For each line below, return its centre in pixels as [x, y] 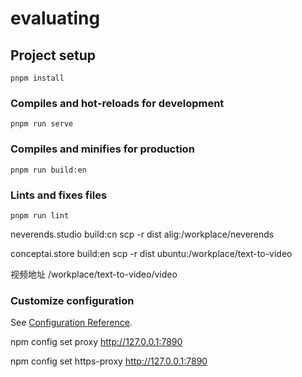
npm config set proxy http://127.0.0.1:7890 [96, 342]
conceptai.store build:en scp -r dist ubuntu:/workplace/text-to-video [151, 253]
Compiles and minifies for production [102, 149]
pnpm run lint [40, 215]
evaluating [55, 18]
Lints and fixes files [59, 195]
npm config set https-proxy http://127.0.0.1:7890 [109, 361]
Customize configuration [72, 300]
